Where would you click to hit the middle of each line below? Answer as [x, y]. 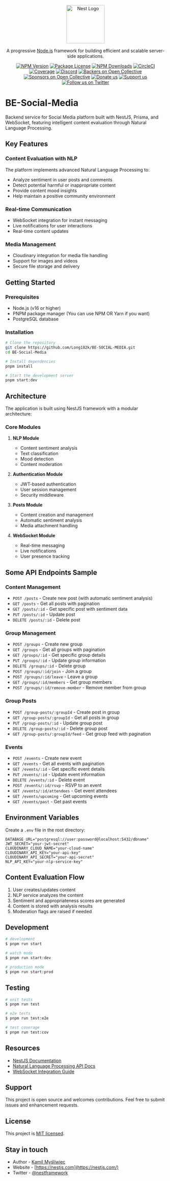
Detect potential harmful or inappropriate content [64, 185]
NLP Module [26, 438]
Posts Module [27, 505]
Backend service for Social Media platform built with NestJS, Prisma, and [82, 117]
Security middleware [42, 495]
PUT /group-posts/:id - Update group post [58, 723]
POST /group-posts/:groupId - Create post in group [66, 712]
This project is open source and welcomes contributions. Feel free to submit [85, 1100]
